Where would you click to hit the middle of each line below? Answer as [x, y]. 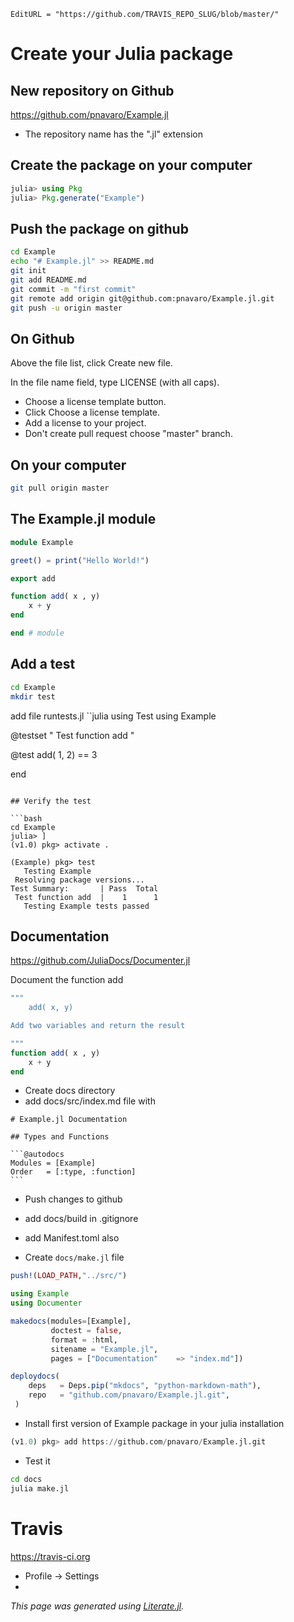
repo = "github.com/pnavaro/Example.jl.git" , [129, 1395]
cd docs [26, 1479]
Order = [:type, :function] [73, 1172]
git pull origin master [60, 488]
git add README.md [48, 280]
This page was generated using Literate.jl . [97, 1606]
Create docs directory [70, 1091]
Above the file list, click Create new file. [91, 363]
